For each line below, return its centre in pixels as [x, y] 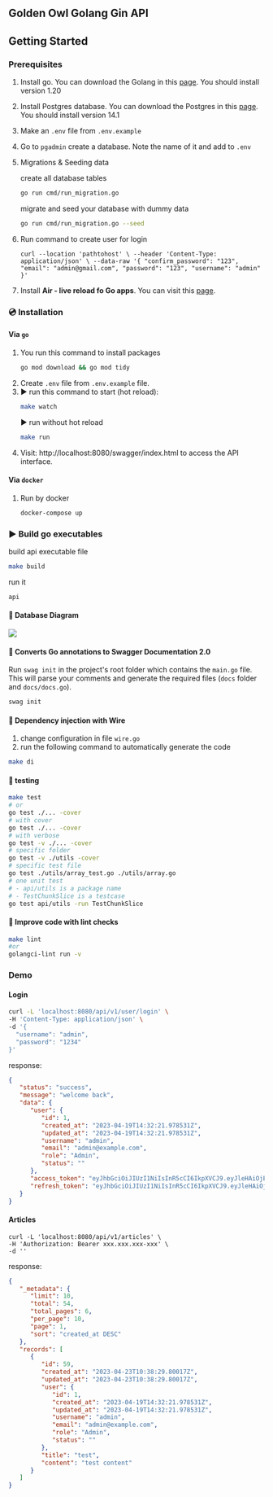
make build [27, 566]
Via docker [26, 480]
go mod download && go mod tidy [75, 367]
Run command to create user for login [84, 239]
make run [35, 437]
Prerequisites [35, 64]
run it [17, 582]
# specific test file [45, 866]
